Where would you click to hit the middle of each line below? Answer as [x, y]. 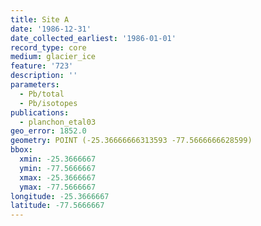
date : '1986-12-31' [51, 29]
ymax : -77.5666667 [58, 187]
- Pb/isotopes [48, 103]
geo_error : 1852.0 [48, 131]
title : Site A [40, 19]
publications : [40, 112]
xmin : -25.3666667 [58, 159]
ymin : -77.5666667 [58, 168]
